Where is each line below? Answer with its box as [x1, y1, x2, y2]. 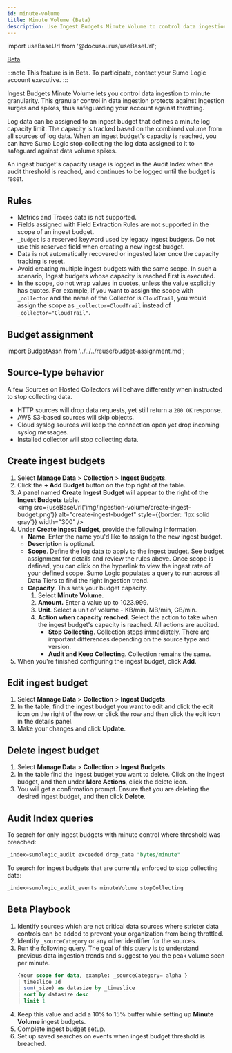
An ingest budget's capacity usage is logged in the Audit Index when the [7, 160, 214, 168]
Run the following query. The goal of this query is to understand [17, 944, 199, 952]
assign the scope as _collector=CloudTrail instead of [17, 301, 171, 309]
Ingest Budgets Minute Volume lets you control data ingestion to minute [7, 89, 211, 97]
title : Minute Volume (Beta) [7, 17, 91, 23]
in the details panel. [17, 717, 74, 726]
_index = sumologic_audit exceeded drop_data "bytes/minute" [7, 851, 181, 858]
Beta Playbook [7, 904, 71, 916]
